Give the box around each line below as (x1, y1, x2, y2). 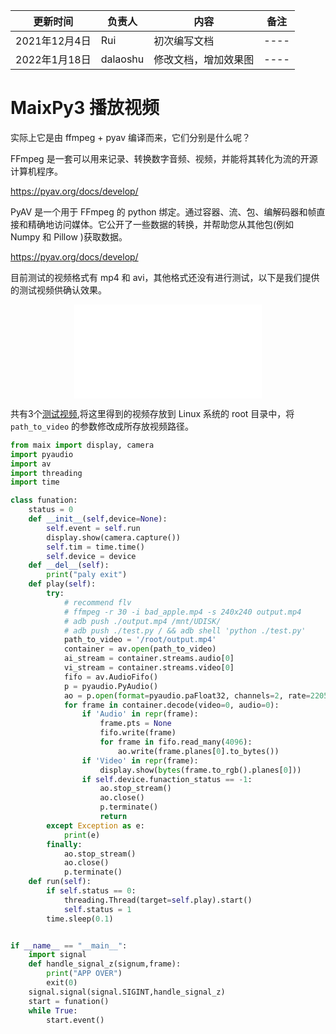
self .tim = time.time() (46, 542, 145, 552)
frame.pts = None (99, 719, 172, 729)
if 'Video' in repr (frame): (81, 755, 199, 766)
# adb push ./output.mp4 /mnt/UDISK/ (63, 616, 222, 626)
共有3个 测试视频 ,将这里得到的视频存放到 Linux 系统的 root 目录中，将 (10, 407, 295, 419)
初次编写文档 (153, 34, 215, 48)
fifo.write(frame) (99, 728, 177, 738)
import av (10, 459, 52, 469)
